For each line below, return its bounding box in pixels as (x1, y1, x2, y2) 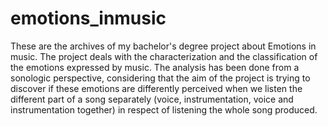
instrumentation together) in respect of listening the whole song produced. (10, 103, 318, 116)
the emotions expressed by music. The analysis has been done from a (10, 61, 300, 73)
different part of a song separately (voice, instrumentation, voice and (10, 93, 294, 105)
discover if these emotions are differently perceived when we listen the (10, 82, 303, 94)
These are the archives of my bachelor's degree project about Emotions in (10, 40, 317, 52)
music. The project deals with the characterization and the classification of (10, 50, 318, 62)
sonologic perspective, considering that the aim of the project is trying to (10, 72, 311, 84)
